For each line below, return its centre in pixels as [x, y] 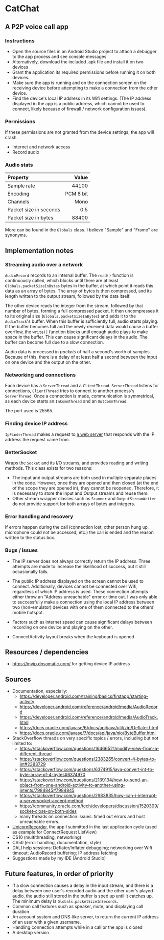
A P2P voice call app [37, 27]
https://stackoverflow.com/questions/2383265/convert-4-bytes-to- [88, 759]
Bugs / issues [22, 550]
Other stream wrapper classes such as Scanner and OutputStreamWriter [84, 499]
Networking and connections [40, 375]
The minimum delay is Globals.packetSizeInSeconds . [65, 901]
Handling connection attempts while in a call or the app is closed [77, 927]
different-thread [35, 754]
